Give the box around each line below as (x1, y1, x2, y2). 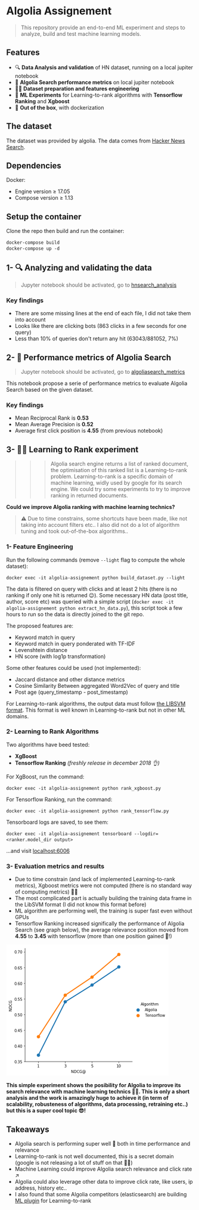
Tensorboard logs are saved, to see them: (6, 818, 108, 826)
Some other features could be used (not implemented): (6, 664, 141, 671)
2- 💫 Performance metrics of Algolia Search (6, 352, 172, 362)
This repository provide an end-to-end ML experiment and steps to (20, 24, 186, 31)
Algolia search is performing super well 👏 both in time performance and (14, 1140, 191, 1147)
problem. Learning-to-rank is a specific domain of (50, 473, 173, 480)
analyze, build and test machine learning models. (20, 30, 141, 37)
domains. (6, 712, 29, 719)
